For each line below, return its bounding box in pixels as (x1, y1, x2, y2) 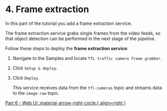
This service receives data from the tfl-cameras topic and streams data (12, 85, 162, 91)
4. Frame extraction (5, 4, 90, 15)
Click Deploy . (12, 75, 39, 81)
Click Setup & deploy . (12, 65, 58, 71)
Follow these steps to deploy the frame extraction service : (5, 45, 129, 51)
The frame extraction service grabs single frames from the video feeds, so (5, 30, 161, 36)
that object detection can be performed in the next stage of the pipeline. (5, 35, 156, 42)
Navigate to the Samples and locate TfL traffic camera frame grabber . (12, 55, 162, 61)
